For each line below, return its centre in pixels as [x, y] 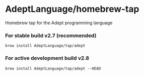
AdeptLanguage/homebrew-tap [72, 9]
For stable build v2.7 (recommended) [51, 36]
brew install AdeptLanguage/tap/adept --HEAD [53, 68]
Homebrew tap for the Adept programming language [59, 23]
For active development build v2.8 [47, 58]
